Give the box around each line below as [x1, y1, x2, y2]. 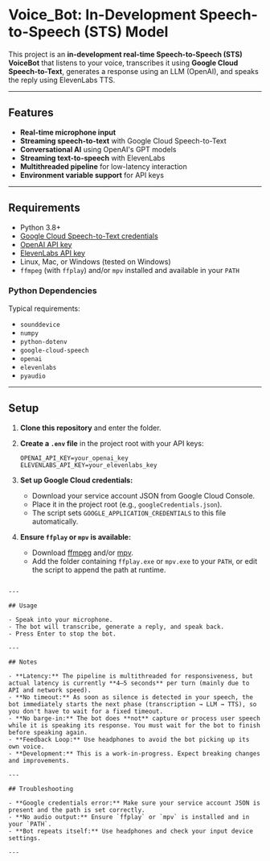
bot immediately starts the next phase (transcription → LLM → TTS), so [8, 700, 257, 708]
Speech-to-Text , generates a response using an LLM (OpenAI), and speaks [8, 66, 259, 76]
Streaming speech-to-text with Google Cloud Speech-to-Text [19, 135, 227, 146]
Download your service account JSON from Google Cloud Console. [31, 491, 256, 500]
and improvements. [8, 756, 70, 764]
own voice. [8, 743, 45, 751]
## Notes [8, 658, 38, 666]
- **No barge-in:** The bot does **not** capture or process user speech [8, 714, 261, 722]
